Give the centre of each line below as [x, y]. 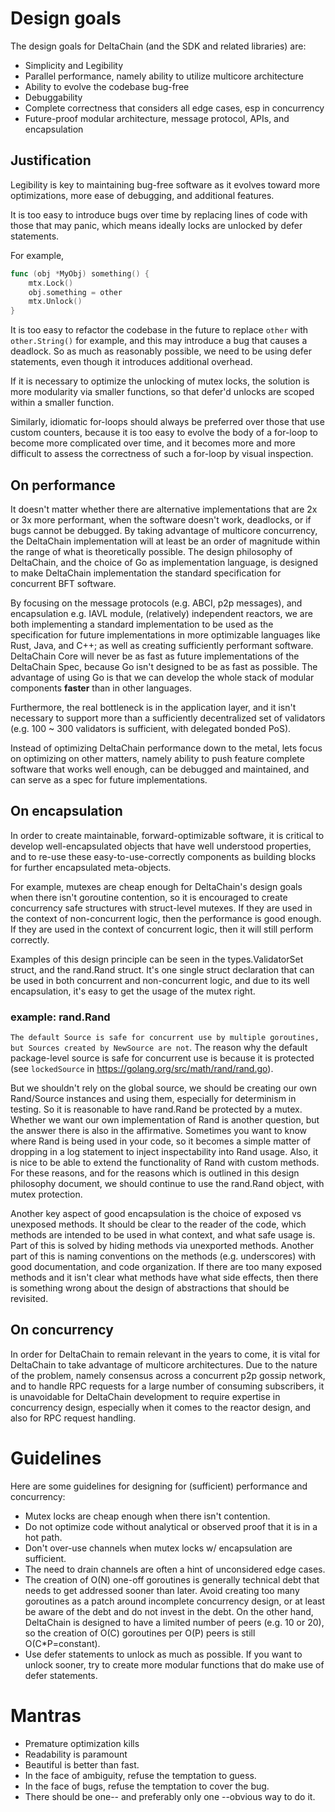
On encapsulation [66, 811]
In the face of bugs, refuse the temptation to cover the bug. [147, 1786]
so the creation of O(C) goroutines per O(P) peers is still [140, 1633]
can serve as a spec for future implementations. [109, 779]
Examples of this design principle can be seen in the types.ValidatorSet [157, 959]
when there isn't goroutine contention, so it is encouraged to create [149, 897]
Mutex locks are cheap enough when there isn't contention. [147, 1516]
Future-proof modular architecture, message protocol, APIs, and [157, 118]
